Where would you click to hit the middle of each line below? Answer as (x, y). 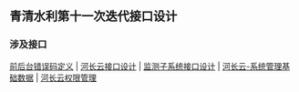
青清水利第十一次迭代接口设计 (93, 16)
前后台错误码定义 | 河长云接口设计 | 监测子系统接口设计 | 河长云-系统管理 (146, 66)
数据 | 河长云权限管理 (57, 77)
